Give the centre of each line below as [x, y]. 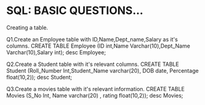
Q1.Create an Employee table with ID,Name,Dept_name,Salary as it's [92, 39]
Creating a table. [27, 27]
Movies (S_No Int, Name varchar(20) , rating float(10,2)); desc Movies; [95, 95]
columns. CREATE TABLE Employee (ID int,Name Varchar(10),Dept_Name [99, 46]
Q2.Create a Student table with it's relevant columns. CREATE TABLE [93, 64]
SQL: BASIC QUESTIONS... [75, 11]
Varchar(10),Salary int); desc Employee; [56, 52]
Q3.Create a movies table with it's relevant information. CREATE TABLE [95, 89]
